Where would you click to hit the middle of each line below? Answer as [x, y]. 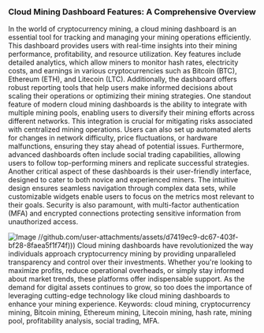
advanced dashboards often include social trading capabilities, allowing [125, 155]
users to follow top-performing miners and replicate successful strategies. [129, 163]
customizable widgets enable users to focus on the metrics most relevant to [131, 196]
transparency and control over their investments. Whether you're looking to [130, 262]
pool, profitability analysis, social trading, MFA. [84, 321]
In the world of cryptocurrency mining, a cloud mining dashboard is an [123, 29]
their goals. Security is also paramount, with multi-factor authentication [124, 205]
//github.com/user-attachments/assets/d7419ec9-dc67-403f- [138, 237]
